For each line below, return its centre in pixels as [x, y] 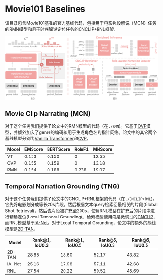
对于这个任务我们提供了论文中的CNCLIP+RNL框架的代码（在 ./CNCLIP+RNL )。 [81, 199]
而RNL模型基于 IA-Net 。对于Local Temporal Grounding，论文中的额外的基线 [81, 223]
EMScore [33, 149]
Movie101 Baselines [45, 9]
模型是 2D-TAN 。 [22, 229]
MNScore [103, 149]
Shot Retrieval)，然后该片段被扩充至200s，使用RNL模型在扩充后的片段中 [78, 211]
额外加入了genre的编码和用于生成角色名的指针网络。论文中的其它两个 [87, 132]
